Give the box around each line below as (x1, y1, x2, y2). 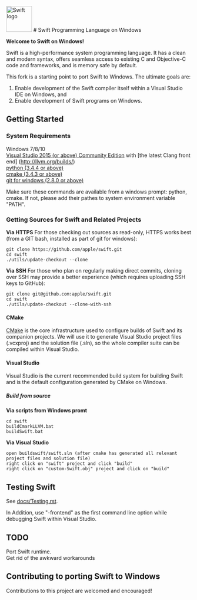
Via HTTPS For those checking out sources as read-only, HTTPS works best (6, 228, 192, 235)
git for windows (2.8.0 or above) (6, 176, 84, 183)
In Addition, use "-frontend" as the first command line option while (6, 509, 168, 516)
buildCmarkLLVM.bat (6, 424, 54, 429)
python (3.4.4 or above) (6, 164, 64, 171)
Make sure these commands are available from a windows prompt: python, (6, 188, 187, 195)
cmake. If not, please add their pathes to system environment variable (6, 194, 175, 201)
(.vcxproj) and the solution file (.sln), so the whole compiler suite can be (6, 339, 180, 347)
